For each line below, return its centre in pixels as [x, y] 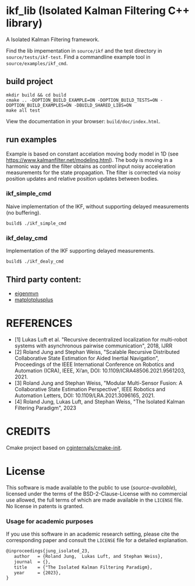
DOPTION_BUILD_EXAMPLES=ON [39, 105]
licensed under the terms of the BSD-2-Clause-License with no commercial [97, 494]
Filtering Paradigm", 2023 [45, 408]
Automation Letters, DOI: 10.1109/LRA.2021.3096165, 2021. [85, 395]
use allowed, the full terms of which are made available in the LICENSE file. [95, 500]
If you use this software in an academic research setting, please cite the [93, 534]
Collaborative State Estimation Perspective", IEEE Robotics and [90, 389]
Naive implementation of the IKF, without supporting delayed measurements [97, 206]
